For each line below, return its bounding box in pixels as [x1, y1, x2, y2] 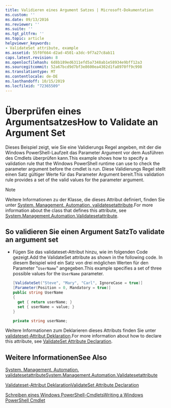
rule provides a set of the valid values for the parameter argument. [5, 177, 145, 183]
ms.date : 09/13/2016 [5, 17, 49, 22]
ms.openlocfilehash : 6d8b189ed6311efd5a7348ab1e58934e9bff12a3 [5, 60, 142, 65]
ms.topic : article [5, 36, 44, 41]
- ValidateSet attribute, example [5, 45, 79, 51]
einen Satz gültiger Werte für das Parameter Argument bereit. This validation [5, 171, 164, 177]
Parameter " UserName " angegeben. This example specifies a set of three [12, 265, 162, 271]
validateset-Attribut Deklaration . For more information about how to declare [5, 333, 162, 339]
